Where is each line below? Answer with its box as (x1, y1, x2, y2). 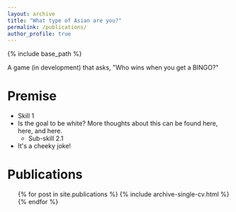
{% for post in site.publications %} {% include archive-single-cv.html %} (17, 190, 230, 199)
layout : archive (7, 10, 55, 18)
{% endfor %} (17, 198, 59, 206)
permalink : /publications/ (7, 23, 87, 30)
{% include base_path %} (7, 50, 82, 58)
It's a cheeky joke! (17, 142, 72, 150)
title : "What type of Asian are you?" (7, 17, 122, 24)
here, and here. (17, 127, 62, 135)
